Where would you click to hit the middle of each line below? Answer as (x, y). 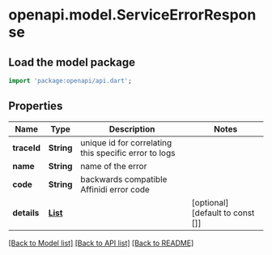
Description (132, 129)
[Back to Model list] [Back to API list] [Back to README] (101, 243)
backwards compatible (124, 179)
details (26, 213)
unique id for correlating (126, 142)
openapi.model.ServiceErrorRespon (132, 15)
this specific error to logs (128, 153)
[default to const (223, 213)
